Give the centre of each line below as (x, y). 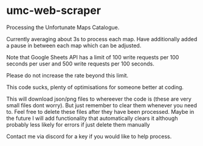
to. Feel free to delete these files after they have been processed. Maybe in (100, 111)
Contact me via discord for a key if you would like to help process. (89, 136)
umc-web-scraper (54, 11)
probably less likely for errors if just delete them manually (78, 124)
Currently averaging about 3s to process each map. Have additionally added (102, 39)
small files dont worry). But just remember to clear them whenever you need (102, 105)
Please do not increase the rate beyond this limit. (67, 75)
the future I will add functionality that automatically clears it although (92, 118)
